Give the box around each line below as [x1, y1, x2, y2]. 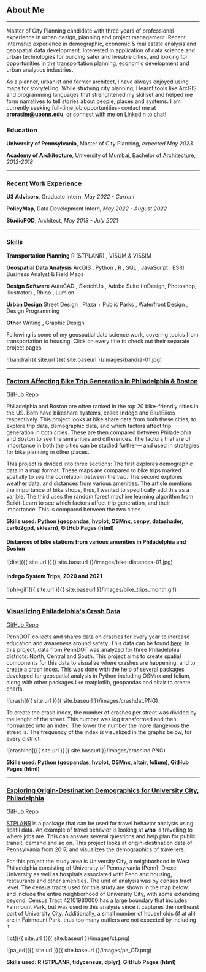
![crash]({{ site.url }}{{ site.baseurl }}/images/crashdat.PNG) [6, 697, 158, 704]
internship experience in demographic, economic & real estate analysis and [6, 40, 197, 47]
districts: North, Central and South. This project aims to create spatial [6, 652, 181, 660]
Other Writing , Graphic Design [6, 319, 85, 326]
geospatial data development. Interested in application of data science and [6, 46, 195, 54]
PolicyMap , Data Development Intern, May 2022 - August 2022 [6, 205, 167, 212]
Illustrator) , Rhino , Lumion [6, 288, 75, 296]
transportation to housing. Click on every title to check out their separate [6, 337, 190, 345]
